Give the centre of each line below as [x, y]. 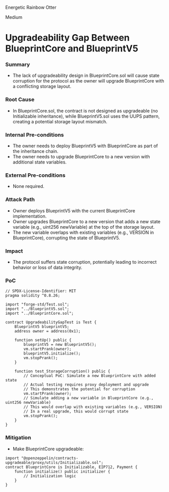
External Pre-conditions [35, 175]
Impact [14, 251]
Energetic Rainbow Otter [31, 7]
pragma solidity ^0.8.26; [33, 296]
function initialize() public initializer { [62, 471]
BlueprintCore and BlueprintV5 [72, 49]
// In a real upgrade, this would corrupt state [76, 412]
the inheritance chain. [35, 151]
